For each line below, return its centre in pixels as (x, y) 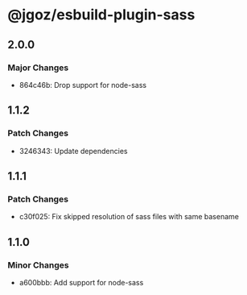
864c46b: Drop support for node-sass (82, 85)
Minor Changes (38, 265)
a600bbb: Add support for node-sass (81, 282)
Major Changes (38, 68)
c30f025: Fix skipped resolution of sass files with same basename (129, 217)
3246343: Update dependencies (73, 151)
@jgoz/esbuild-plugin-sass (101, 15)
